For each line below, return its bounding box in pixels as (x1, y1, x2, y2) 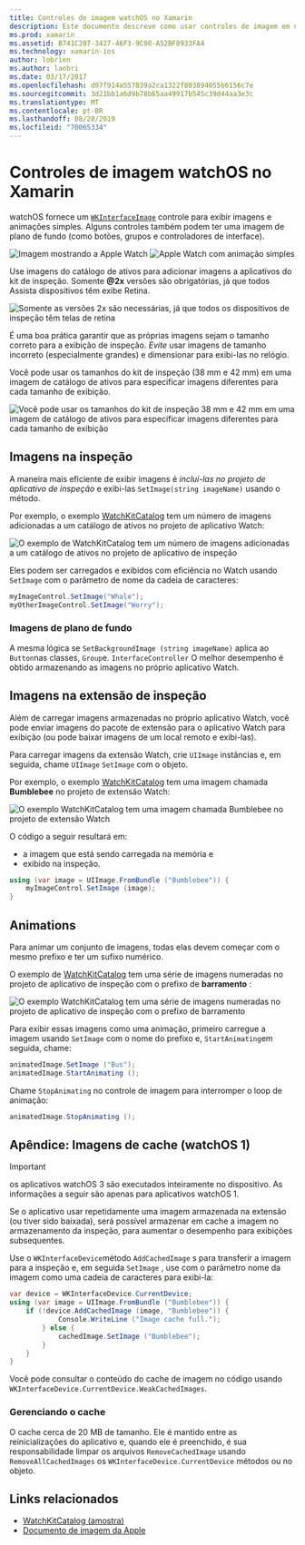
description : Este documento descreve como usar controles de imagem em (9, 22, 290, 31)
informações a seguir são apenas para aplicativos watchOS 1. (9, 1188, 240, 1199)
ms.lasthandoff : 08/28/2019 (9, 114, 116, 123)
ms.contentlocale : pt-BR (9, 106, 103, 115)
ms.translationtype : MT (9, 97, 100, 107)
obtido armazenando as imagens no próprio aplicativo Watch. (9, 662, 240, 673)
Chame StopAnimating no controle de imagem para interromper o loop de (9, 1085, 283, 1096)
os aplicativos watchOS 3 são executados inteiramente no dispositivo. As (9, 1179, 283, 1190)
